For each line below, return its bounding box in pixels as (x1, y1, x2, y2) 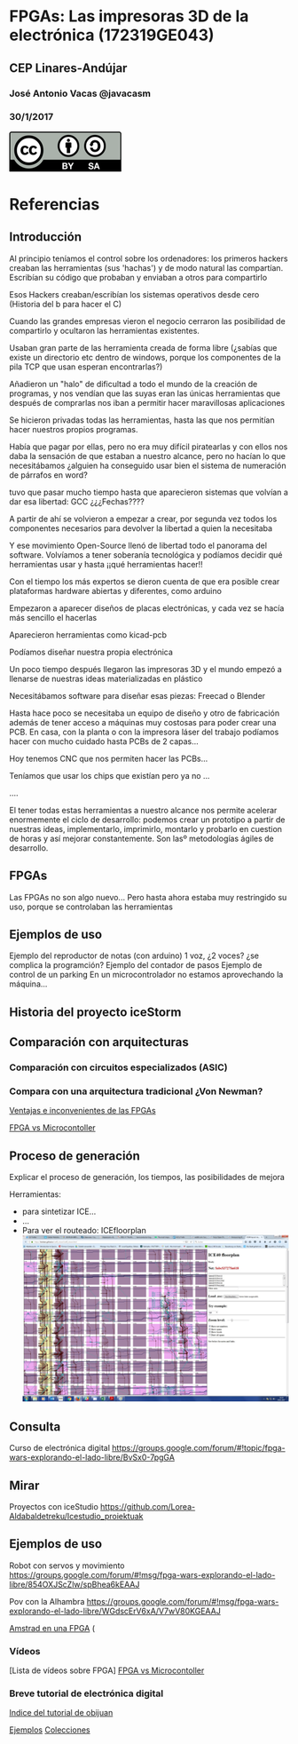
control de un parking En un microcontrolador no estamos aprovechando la (9, 970, 284, 980)
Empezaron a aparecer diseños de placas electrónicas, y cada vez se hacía (9, 602, 285, 614)
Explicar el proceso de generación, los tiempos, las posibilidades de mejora (9, 1172, 286, 1183)
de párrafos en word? (9, 469, 89, 480)
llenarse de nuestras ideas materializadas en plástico (9, 673, 203, 684)
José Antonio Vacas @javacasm (9, 87, 152, 99)
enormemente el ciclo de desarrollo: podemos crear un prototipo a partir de (9, 814, 286, 825)
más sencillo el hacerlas (9, 612, 98, 622)
